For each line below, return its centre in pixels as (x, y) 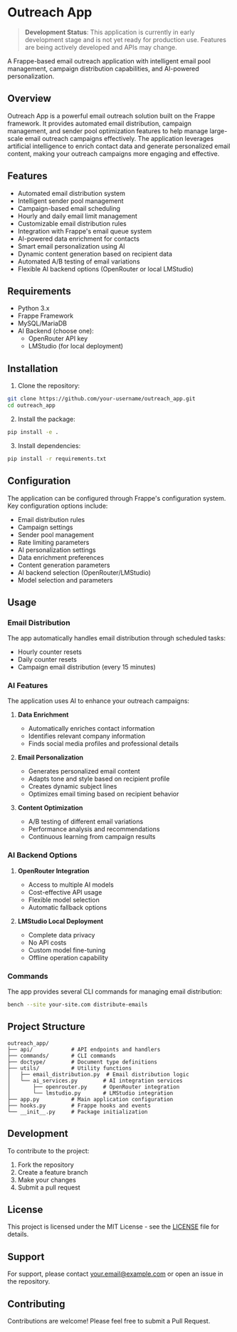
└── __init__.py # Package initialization (78, 1112)
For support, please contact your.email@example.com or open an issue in (115, 1274)
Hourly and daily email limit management (77, 216)
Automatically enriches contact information (91, 729)
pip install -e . (33, 432)
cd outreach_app (31, 406)
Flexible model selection (64, 900)
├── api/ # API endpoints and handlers (84, 1049)
